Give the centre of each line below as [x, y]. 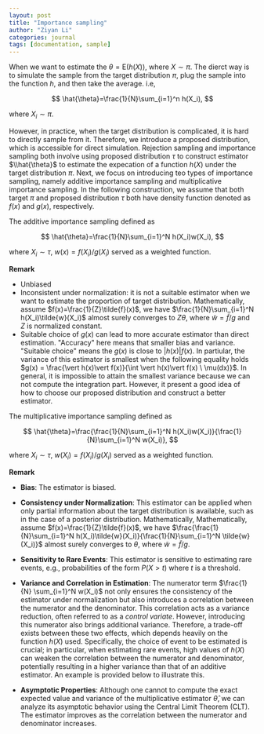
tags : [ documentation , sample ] [60, 45]
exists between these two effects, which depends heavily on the [124, 633]
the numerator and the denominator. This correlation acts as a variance [135, 608]
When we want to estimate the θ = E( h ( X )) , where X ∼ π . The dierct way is [129, 67]
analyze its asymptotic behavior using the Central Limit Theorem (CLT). [135, 707]
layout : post [30, 15]
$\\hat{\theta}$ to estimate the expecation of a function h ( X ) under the [123, 164]
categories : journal [43, 37]
